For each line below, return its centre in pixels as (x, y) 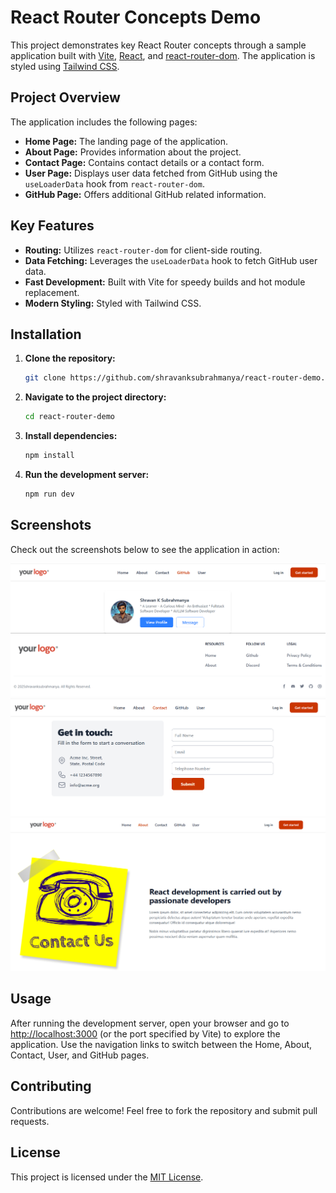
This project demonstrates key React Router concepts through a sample (158, 45)
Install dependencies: (71, 436)
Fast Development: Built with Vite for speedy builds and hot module (165, 282)
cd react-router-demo (69, 417)
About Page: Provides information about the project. (133, 152)
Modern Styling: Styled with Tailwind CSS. (113, 303)
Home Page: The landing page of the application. (126, 141)
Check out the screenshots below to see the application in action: (145, 549)
